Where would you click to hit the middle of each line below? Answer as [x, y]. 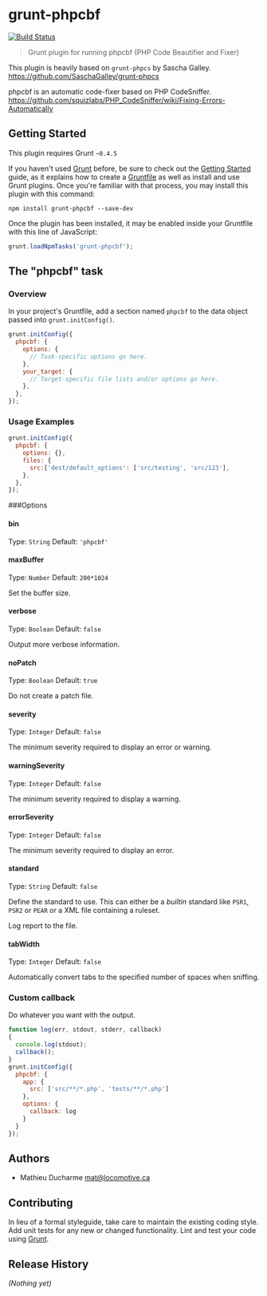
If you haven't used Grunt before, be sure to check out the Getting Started [130, 168]
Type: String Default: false [53, 886]
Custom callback [42, 998]
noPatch [23, 662]
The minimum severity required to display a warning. [94, 799]
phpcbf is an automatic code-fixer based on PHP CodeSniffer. [110, 91]
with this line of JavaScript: [53, 231]
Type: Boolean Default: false [55, 629]
